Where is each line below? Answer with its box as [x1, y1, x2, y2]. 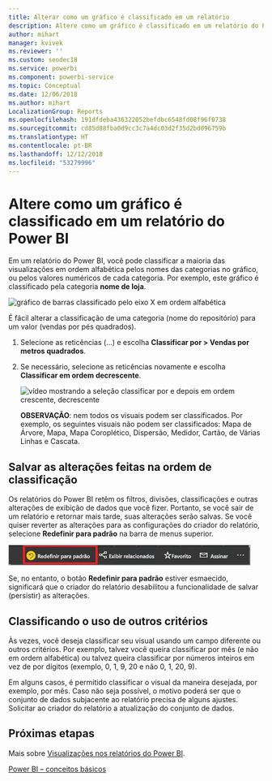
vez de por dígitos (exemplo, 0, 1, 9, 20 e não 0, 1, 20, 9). [8, 662, 198, 671]
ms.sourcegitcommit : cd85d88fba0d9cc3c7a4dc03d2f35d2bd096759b [8, 124, 227, 133]
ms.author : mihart [8, 98, 70, 107]
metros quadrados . [19, 346, 87, 356]
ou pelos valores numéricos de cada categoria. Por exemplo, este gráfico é [8, 273, 259, 283]
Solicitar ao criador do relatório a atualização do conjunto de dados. [8, 703, 235, 714]
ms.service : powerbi [8, 65, 79, 73]
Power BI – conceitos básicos [8, 764, 107, 774]
